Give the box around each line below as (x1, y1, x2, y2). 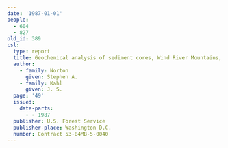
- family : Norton (19, 67, 69, 74)
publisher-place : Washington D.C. (13, 124, 112, 131)
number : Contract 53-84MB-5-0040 (13, 130, 109, 137)
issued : (13, 99, 36, 106)
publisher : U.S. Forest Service (13, 117, 106, 125)
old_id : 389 (7, 35, 41, 42)
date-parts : (19, 105, 53, 112)
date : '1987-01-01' (7, 10, 63, 17)
